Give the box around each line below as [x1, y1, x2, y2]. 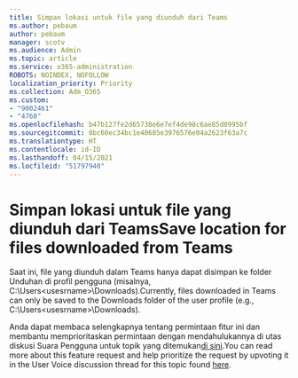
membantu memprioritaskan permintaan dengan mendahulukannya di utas [9, 331, 282, 342]
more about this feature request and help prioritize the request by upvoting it [9, 350, 289, 360]
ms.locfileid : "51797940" [9, 161, 105, 170]
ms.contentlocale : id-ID [9, 145, 101, 154]
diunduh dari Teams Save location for [9, 218, 286, 239]
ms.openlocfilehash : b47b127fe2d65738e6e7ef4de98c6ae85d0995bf [9, 121, 248, 130]
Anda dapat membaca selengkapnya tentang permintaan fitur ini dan [9, 321, 261, 333]
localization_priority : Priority [9, 79, 133, 88]
